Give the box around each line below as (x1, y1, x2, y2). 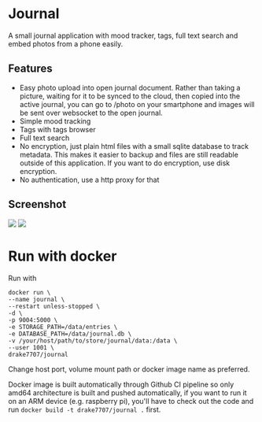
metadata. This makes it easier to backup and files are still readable (19, 150, 238, 159)
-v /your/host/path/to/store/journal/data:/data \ (8, 336, 178, 345)
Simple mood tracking (19, 116, 91, 126)
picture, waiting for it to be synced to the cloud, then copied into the (19, 91, 241, 101)
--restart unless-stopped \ (8, 302, 101, 310)
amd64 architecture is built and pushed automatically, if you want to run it (8, 387, 247, 398)
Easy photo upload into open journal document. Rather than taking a (19, 83, 241, 92)
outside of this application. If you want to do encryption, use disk (19, 158, 231, 168)
